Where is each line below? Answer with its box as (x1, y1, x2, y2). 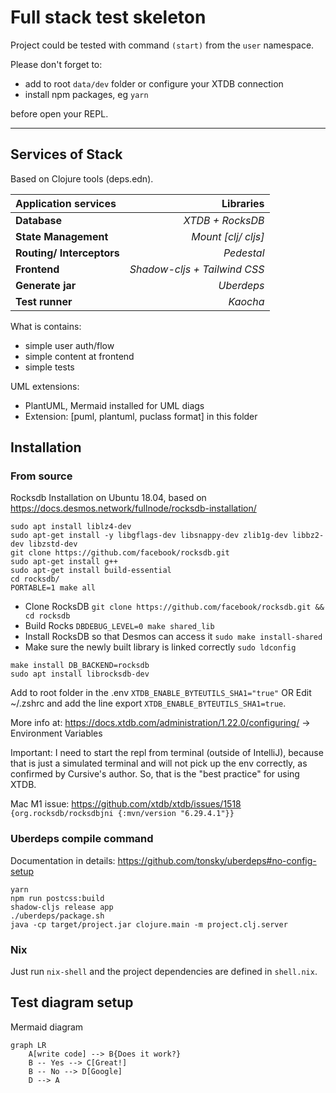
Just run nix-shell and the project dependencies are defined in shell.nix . (10, 966, 318, 978)
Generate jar (15, 278, 77, 292)
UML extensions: (10, 380, 80, 392)
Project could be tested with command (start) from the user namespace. (10, 39, 315, 51)
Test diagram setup (10, 994, 134, 1011)
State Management (15, 229, 109, 243)
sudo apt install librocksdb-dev (10, 669, 150, 680)
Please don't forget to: (10, 58, 103, 70)
